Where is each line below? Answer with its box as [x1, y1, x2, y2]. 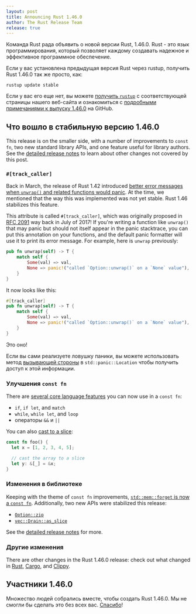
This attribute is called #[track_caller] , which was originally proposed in [6, 212, 183, 219]
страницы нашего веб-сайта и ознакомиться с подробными [6, 99, 157, 106]
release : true [6, 25, 41, 31]
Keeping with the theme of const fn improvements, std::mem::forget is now [6, 493, 190, 500]
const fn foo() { [6, 440, 49, 445]
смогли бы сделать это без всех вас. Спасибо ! [6, 601, 123, 608]
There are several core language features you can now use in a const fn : [6, 393, 183, 400]
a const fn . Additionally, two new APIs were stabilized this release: [6, 499, 167, 506]
